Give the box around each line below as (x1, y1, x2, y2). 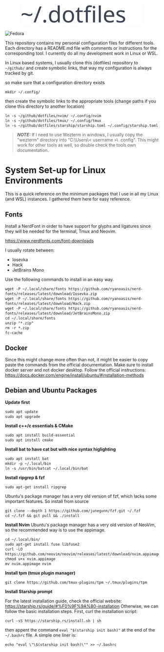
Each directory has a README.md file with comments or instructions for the (5, 45, 157, 51)
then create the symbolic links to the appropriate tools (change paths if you (5, 99, 156, 104)
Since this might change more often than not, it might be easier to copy (5, 356, 148, 362)
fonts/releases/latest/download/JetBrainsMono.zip (5, 311, 110, 316)
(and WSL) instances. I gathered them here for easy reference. (5, 196, 131, 202)
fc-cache (5, 331, 23, 336)
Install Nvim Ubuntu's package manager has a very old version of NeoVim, (5, 522, 156, 528)
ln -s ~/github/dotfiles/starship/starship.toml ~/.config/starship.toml (5, 123, 159, 128)
